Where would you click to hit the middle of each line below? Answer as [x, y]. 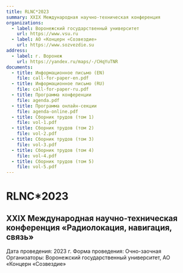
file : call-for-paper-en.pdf [53, 78]
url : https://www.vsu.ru [48, 34]
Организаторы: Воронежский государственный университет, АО [88, 258]
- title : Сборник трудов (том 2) [53, 128]
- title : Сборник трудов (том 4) [53, 150]
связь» [20, 237]
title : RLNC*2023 [28, 12]
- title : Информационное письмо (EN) [58, 73]
